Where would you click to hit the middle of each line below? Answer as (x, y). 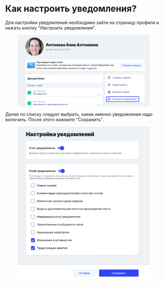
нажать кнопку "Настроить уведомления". (51, 27)
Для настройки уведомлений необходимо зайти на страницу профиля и (82, 22)
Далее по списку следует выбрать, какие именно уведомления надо (79, 114)
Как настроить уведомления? (71, 9)
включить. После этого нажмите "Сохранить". (55, 119)
